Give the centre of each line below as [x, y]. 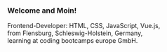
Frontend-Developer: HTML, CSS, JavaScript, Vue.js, [84, 26]
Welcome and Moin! [42, 11]
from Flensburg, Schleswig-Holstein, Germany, [75, 33]
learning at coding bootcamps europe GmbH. [73, 41]
